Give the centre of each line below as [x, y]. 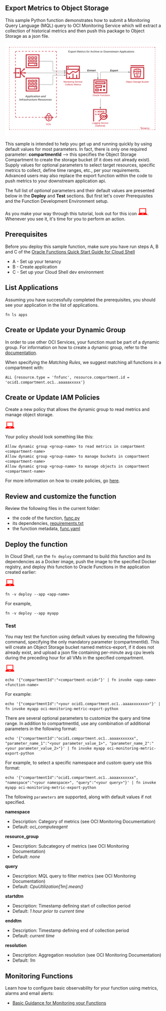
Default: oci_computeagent [40, 827]
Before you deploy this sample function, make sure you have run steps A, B [82, 247]
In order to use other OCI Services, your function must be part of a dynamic [82, 342]
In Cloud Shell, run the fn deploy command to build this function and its [78, 556]
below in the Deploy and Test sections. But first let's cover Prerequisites [79, 196]
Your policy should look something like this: [49, 437]
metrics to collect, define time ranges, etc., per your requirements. [73, 170]
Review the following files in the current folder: [53, 508]
